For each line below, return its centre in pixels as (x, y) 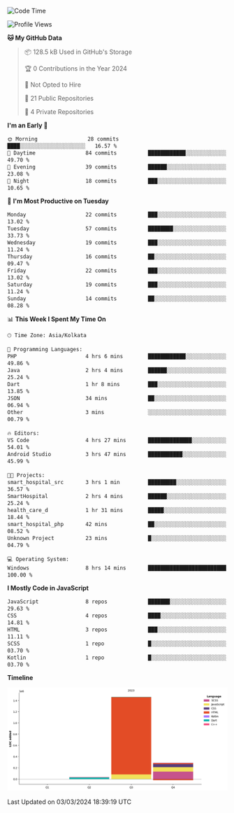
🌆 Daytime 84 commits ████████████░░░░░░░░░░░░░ (117, 153)
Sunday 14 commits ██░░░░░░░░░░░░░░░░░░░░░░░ (117, 299)
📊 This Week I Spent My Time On (57, 319)
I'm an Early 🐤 (28, 125)
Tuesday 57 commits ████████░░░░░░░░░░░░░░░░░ (117, 229)
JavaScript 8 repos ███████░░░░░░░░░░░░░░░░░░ (117, 602)
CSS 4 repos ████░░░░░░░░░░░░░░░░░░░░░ (117, 616)
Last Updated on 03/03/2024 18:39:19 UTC (69, 802)
